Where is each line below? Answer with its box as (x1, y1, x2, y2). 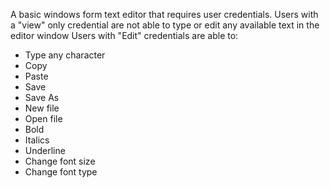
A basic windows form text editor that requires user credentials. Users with (10, 9, 319, 20)
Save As (24, 92, 60, 103)
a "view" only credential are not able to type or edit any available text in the (10, 19, 320, 31)
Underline (24, 145, 66, 156)
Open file (24, 113, 63, 124)
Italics (24, 134, 50, 146)
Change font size (24, 155, 96, 167)
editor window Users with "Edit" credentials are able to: (10, 30, 239, 41)
